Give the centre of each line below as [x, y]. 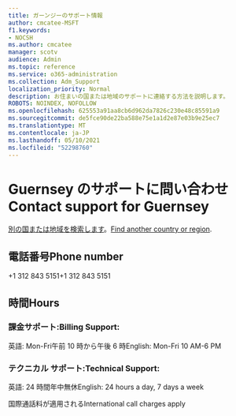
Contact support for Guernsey [109, 206]
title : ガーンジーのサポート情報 [56, 15]
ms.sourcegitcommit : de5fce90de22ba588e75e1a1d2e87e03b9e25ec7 [114, 118]
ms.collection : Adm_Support [54, 81]
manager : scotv [33, 52]
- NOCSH [21, 37]
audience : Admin [35, 60]
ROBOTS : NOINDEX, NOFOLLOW [52, 103]
